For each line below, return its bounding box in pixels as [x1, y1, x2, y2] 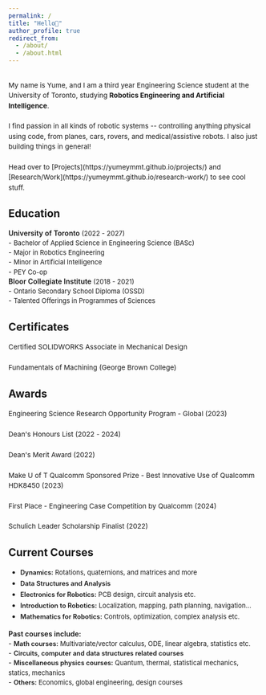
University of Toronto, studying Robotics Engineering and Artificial [8, 91, 225, 100]
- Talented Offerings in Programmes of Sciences [8, 296, 156, 305]
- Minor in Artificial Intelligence [8, 257, 103, 267]
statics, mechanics [8, 668, 66, 677]
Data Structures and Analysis [19, 579, 111, 588]
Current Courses [8, 546, 94, 559]
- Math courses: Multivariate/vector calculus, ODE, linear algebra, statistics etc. [8, 638, 251, 648]
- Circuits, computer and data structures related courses [8, 648, 184, 658]
